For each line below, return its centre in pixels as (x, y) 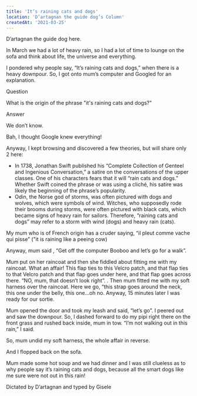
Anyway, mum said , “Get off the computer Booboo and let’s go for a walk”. (96, 251)
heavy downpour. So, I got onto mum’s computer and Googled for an (89, 74)
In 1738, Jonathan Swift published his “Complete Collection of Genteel (99, 166)
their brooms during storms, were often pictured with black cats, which (100, 209)
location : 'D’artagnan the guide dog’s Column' (65, 17)
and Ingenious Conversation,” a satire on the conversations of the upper (101, 172)
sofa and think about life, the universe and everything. (71, 57)
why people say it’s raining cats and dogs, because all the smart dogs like (95, 370)
